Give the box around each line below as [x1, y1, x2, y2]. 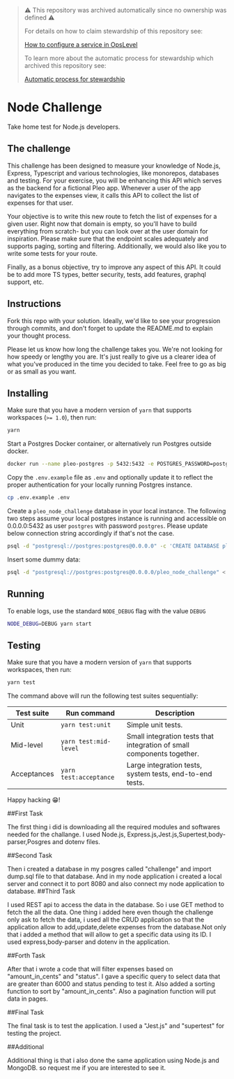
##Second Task [7, 851, 52, 859]
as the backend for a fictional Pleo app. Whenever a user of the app [7, 183, 202, 192]
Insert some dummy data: [7, 555, 81, 564]
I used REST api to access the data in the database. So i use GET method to [7, 901, 224, 909]
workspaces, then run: [7, 666, 72, 674]
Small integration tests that [126, 731, 214, 741]
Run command [65, 708, 115, 718]
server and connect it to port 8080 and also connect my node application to [7, 880, 225, 888]
